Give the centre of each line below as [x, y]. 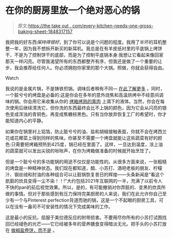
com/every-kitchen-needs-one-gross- [113, 26]
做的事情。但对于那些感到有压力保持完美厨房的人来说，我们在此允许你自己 [84, 193]
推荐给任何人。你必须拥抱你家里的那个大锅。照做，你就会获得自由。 [95, 68]
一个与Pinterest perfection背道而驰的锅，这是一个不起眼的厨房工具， [87, 200]
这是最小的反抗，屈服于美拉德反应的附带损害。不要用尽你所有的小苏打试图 [84, 217]
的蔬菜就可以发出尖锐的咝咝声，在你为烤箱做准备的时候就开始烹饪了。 [79, 151]
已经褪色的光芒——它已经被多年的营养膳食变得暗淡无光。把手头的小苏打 [86, 224]
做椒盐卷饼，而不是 [31, 230]
